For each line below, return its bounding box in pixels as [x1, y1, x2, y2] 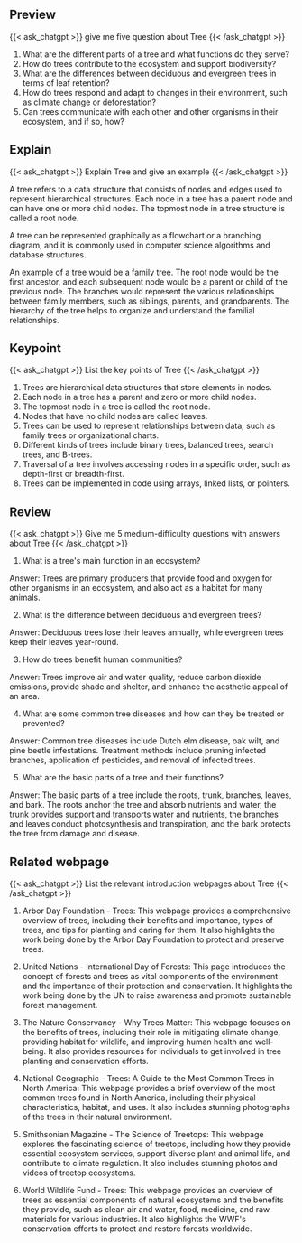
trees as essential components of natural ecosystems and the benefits [22, 1194, 284, 1205]
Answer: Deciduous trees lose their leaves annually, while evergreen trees [9, 627, 284, 638]
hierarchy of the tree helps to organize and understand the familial [9, 304, 255, 315]
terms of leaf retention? [22, 77, 110, 89]
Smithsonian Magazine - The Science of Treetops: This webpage [22, 1129, 264, 1140]
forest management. [22, 1000, 98, 1011]
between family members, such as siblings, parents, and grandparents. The [9, 295, 290, 306]
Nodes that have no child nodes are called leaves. [22, 411, 208, 422]
